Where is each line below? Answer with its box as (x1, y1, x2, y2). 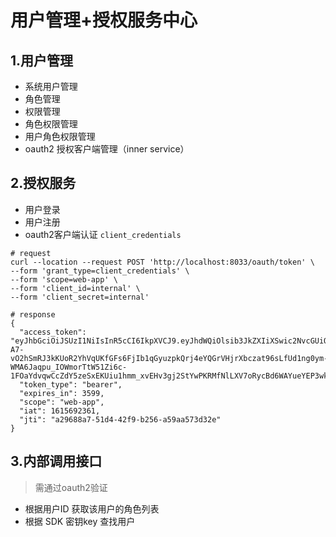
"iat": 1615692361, (19, 406, 101, 416)
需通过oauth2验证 (34, 481, 108, 493)
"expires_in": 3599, (19, 388, 105, 398)
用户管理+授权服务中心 (10, 9, 198, 32)
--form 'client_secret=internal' (10, 292, 150, 302)
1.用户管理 (10, 52, 74, 69)
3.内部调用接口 (10, 453, 103, 470)
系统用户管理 (24, 81, 78, 92)
